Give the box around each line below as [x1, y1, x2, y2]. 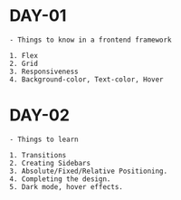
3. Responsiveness [9, 67, 79, 76]
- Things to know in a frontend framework [9, 35, 172, 44]
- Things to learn [9, 135, 79, 144]
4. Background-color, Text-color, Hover [9, 74, 165, 84]
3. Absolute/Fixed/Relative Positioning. [9, 167, 168, 176]
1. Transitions [9, 150, 67, 159]
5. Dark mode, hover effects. [9, 182, 124, 191]
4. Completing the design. [9, 174, 111, 184]
